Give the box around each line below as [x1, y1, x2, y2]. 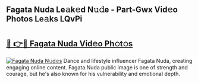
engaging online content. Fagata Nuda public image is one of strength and [6, 64, 188, 71]
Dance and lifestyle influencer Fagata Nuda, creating [63, 58, 193, 64]
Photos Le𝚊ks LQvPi [6, 14, 83, 24]
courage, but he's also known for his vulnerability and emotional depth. [6, 71, 180, 77]
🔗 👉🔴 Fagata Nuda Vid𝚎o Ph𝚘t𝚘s [6, 39, 133, 49]
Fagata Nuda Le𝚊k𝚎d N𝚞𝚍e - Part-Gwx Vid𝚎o [6, 5, 178, 15]
